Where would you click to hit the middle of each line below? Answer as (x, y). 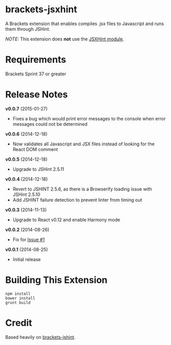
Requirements (36, 60)
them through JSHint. (28, 29)
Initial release (27, 259)
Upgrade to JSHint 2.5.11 (39, 169)
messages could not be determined (50, 124)
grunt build (18, 303)
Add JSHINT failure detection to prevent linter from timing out (77, 200)
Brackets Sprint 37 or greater (36, 74)
